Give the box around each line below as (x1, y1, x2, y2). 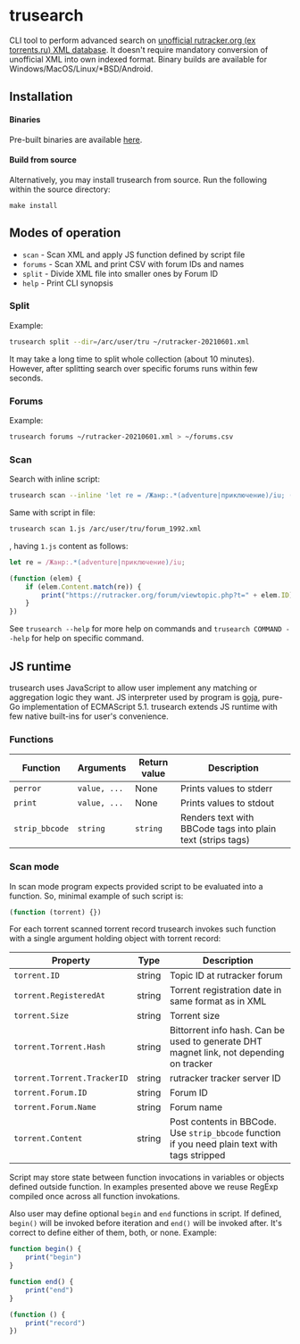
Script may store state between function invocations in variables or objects (9, 1172, 285, 1183)
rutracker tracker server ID (169, 1073, 281, 1085)
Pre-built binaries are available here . (9, 134, 143, 145)
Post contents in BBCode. (169, 1115, 277, 1128)
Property (52, 955, 91, 967)
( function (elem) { (9, 573, 82, 583)
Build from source (9, 154, 78, 165)
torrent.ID (13, 971, 60, 981)
